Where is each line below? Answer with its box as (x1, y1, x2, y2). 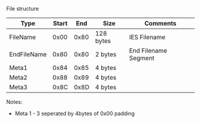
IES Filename (129, 33, 166, 41)
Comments (144, 19, 176, 27)
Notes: (6, 99, 23, 105)
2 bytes (95, 50, 117, 59)
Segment (129, 54, 155, 62)
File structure (6, 5, 39, 12)
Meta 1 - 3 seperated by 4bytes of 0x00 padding (14, 110, 135, 117)
